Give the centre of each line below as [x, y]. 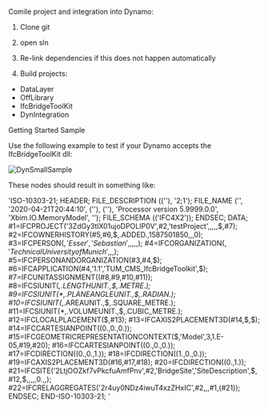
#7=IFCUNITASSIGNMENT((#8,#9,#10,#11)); [81, 277]
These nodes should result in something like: [82, 185]
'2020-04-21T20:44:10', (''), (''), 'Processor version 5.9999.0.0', [114, 209]
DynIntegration [44, 114]
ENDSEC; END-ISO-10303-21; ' [59, 396]
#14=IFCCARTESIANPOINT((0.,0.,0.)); [70, 328]
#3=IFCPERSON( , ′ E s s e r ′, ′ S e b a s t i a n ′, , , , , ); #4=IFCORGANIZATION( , [118, 243]
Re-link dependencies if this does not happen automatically [118, 58]
